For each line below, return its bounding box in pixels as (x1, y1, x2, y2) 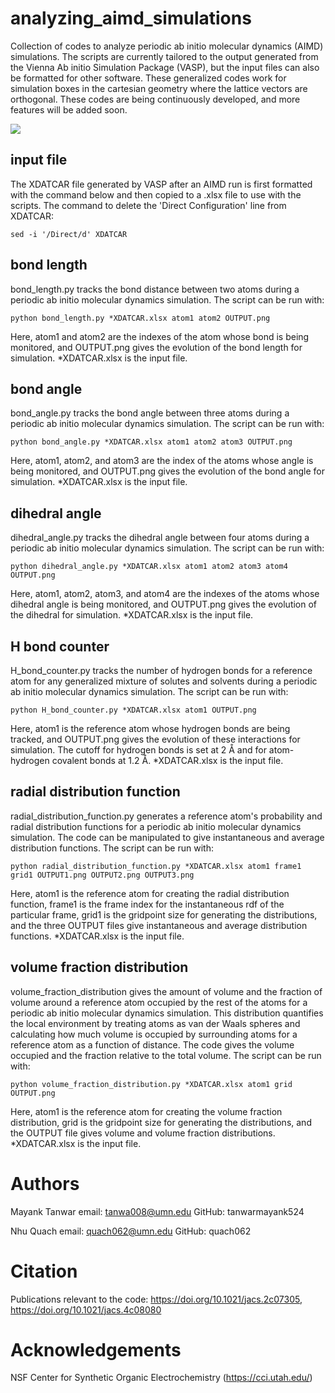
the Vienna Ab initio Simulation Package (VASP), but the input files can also (10, 61, 320, 73)
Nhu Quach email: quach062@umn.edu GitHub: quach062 (10, 1225, 252, 1237)
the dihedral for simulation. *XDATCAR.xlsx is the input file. (10, 609, 254, 621)
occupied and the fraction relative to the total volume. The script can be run (10, 1049, 322, 1061)
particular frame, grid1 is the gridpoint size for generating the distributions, (10, 908, 318, 921)
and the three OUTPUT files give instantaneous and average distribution (10, 919, 308, 931)
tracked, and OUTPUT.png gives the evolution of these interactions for (10, 733, 301, 745)
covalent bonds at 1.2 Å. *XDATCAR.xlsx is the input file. (51, 755, 284, 766)
